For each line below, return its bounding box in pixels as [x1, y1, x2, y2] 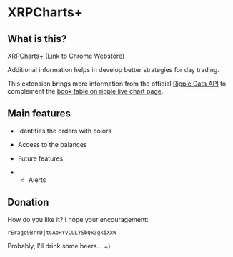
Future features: [17, 154, 66, 163]
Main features [7, 108, 71, 120]
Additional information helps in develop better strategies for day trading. [7, 66, 220, 74]
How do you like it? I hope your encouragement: [7, 215, 149, 223]
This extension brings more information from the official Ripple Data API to [7, 79, 227, 88]
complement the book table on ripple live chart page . [7, 87, 164, 95]
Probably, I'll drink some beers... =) [7, 241, 111, 250]
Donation [7, 196, 49, 208]
